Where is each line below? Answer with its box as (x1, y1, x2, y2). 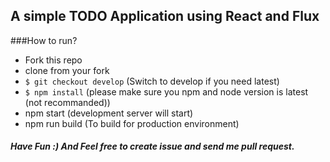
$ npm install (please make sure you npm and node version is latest (24, 85, 309, 98)
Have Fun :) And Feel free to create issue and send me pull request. (10, 140, 295, 153)
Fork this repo (24, 54, 83, 66)
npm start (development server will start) (24, 107, 194, 119)
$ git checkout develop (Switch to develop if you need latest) (24, 75, 280, 87)
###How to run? (10, 34, 78, 46)
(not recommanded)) (24, 96, 111, 108)
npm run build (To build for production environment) (24, 117, 240, 129)
